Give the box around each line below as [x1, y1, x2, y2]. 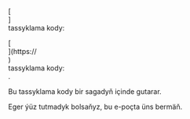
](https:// [8, 47, 37, 56]
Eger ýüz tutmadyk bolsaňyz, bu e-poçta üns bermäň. [8, 102, 183, 111]
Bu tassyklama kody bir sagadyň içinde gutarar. [8, 87, 163, 96]
